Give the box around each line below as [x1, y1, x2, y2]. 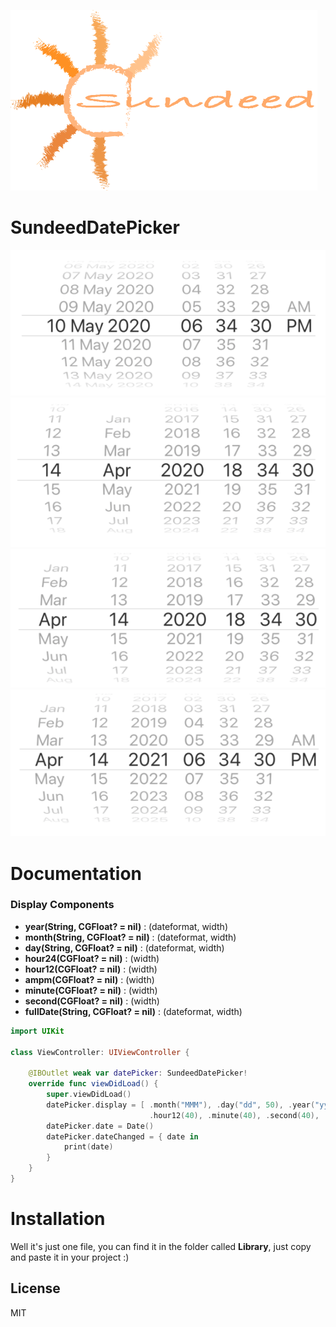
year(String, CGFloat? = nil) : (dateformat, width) [24, 920, 229, 932]
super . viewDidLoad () [46, 1090, 132, 1100]
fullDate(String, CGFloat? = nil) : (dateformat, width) [24, 1005, 243, 1017]
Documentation [10, 862, 143, 885]
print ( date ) [63, 1142, 114, 1152]
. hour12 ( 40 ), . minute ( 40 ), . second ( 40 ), [148, 1110, 320, 1120]
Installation [10, 1208, 106, 1230]
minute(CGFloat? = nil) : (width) [24, 984, 158, 996]
